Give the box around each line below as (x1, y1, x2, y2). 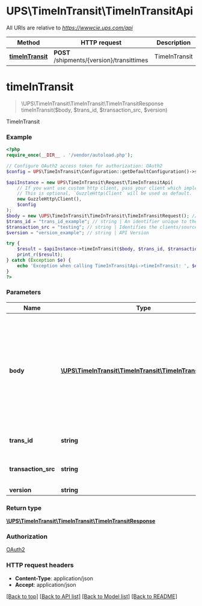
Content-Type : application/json (14, 575, 93, 582)
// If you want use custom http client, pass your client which (17, 185, 182, 191)
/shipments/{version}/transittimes (54, 56, 148, 64)
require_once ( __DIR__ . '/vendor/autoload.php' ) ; (6, 152, 133, 159)
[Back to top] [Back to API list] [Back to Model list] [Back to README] (6, 593, 177, 600)
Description (156, 38, 191, 46)
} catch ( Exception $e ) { (6, 257, 71, 264)
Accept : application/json (14, 581, 76, 588)
